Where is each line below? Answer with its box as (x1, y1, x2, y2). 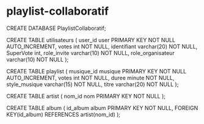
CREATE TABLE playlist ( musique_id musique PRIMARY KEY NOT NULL (6, 67, 187, 75)
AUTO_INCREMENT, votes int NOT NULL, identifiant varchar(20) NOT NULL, (6, 43, 198, 50)
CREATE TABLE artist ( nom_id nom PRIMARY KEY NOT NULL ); (6, 92, 166, 100)
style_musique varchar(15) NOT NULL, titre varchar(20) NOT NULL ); (6, 81, 179, 88)
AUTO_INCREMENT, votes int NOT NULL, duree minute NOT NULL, (6, 74, 175, 81)
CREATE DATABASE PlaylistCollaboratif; (6, 24, 106, 32)
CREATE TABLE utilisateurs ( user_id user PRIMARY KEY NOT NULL (6, 36, 176, 43)
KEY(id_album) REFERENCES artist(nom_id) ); (6, 111, 121, 118)
